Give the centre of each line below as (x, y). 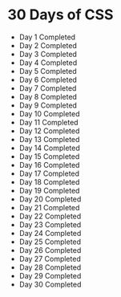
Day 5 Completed (48, 71)
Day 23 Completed (50, 224)
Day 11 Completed (48, 122)
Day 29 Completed (50, 275)
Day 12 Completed (49, 131)
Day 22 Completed (50, 216)
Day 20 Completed (50, 199)
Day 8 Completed (48, 96)
